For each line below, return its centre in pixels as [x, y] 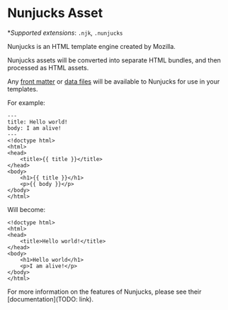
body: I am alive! [34, 128]
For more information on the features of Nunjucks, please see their [104, 292]
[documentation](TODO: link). [51, 299]
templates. [23, 89]
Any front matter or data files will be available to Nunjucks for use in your [114, 81]
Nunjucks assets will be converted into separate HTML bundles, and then [114, 60]
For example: [27, 103]
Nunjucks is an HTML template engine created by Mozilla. [91, 46]
